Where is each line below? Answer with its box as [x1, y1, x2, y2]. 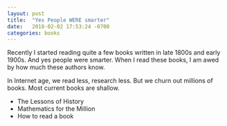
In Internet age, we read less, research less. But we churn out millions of [7, 77, 213, 85]
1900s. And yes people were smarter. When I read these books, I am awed [7, 56, 219, 64]
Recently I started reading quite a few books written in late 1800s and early [7, 48, 221, 57]
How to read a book [17, 112, 74, 120]
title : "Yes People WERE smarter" [7, 17, 110, 24]
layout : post [7, 10, 45, 17]
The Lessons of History [17, 98, 84, 106]
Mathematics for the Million [17, 105, 96, 113]
